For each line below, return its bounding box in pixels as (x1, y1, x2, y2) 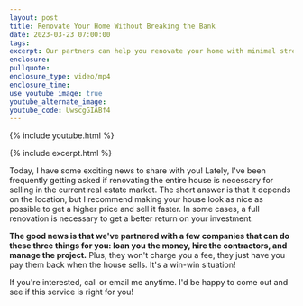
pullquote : (9, 64, 50, 73)
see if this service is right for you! (9, 286, 133, 298)
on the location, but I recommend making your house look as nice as (9, 194, 263, 205)
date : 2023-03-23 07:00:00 (9, 30, 111, 39)
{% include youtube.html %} (9, 130, 115, 141)
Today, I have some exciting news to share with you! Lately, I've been (9, 165, 266, 176)
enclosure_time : (9, 80, 70, 89)
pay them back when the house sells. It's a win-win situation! (9, 259, 236, 271)
